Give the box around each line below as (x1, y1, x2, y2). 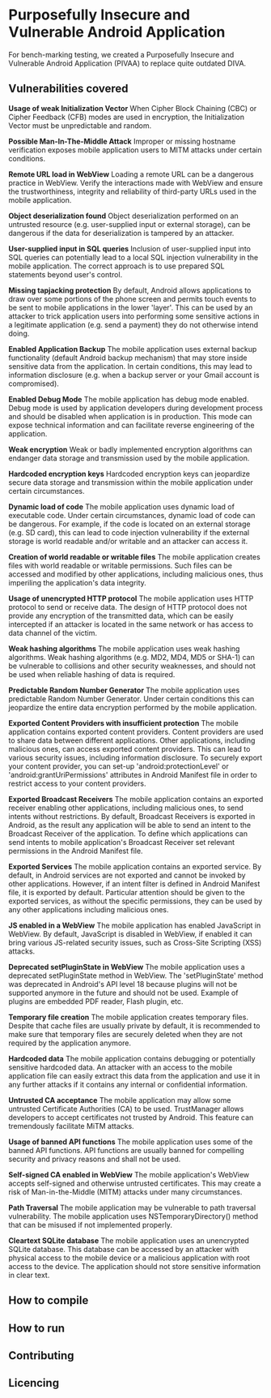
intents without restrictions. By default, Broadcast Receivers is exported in (8, 811, 256, 821)
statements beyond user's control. (8, 269, 123, 279)
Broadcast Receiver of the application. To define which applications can (8, 829, 248, 838)
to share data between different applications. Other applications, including (8, 735, 256, 745)
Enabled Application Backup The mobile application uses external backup (8, 344, 257, 354)
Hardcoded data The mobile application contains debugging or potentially (8, 1053, 256, 1063)
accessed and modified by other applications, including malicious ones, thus (8, 569, 264, 579)
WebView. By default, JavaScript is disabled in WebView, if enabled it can (8, 928, 252, 938)
